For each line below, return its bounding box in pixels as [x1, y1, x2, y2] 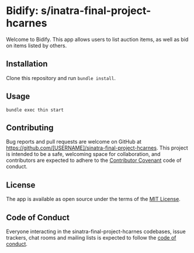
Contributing [6, 123, 54, 133]
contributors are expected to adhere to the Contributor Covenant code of [6, 157, 182, 164]
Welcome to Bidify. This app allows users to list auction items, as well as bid [6, 36, 189, 43]
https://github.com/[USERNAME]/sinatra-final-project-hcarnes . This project [6, 144, 188, 151]
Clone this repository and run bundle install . [6, 74, 116, 81]
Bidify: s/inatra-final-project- [6, 4, 151, 18]
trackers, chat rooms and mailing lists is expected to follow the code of [6, 234, 176, 241]
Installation [6, 59, 48, 69]
